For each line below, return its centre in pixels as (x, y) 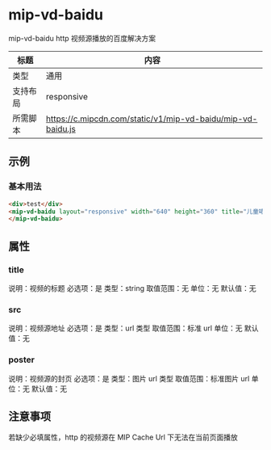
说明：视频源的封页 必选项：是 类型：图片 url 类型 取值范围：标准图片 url (129, 378)
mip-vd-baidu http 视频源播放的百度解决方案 (82, 38)
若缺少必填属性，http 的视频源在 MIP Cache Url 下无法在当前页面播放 (123, 437)
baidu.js (61, 128)
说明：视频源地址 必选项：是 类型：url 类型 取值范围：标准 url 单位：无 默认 (133, 328)
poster (21, 360)
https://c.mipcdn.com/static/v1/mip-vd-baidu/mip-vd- (152, 119)
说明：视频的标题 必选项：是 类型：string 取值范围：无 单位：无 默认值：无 (132, 288)
